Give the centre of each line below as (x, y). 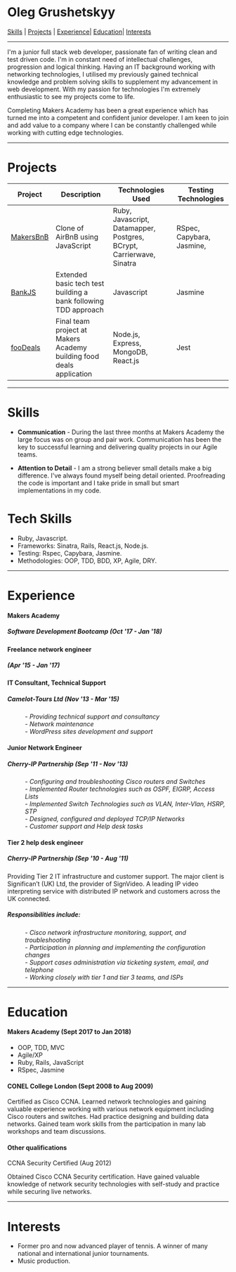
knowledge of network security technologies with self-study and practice (113, 1184)
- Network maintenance (59, 724)
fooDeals (26, 347)
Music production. (44, 1261)
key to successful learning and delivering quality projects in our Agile (117, 447)
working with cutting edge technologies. (66, 132)
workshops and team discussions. (57, 1132)
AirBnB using (77, 237)
